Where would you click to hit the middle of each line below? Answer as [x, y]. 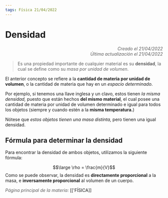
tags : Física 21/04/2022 [31, 10]
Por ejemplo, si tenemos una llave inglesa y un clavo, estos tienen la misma [83, 94]
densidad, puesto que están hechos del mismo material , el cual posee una [82, 99]
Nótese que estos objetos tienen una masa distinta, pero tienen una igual [81, 119]
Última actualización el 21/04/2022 [126, 54]
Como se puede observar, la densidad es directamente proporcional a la [80, 175]
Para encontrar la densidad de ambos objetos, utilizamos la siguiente [76, 152]
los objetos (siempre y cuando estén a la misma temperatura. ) [70, 110]
